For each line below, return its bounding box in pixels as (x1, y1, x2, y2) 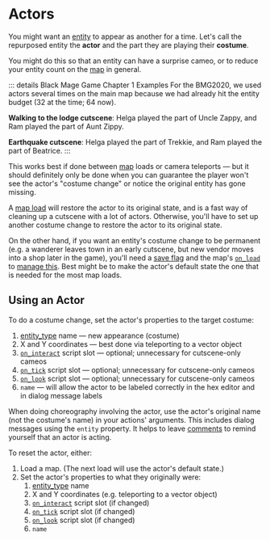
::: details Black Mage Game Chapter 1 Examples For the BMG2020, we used (8, 80, 262, 90)
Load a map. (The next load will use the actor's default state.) (19, 463, 224, 473)
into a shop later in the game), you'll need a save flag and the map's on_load (8, 252, 260, 263)
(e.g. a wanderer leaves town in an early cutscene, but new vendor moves (8, 244, 254, 254)
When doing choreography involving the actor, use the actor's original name (8, 406, 261, 416)
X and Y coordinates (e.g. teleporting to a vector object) (31, 489, 218, 499)
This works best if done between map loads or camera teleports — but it (8, 161, 249, 171)
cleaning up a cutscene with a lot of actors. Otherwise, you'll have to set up (8, 211, 259, 221)
